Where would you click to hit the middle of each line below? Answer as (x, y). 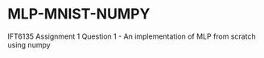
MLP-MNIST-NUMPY (79, 14)
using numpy (29, 44)
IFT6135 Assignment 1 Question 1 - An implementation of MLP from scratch (132, 36)
